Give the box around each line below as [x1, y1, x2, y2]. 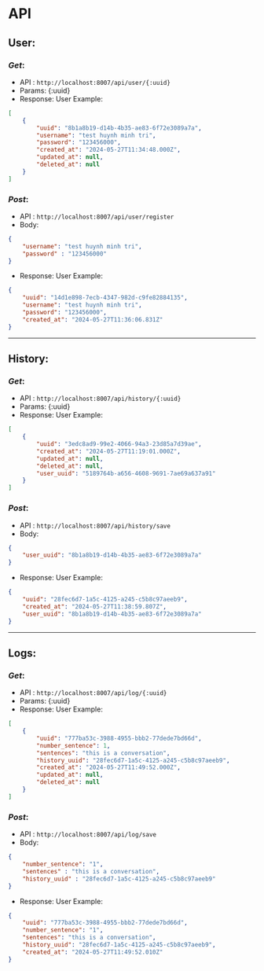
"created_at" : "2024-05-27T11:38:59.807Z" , [22, 602, 167, 610]
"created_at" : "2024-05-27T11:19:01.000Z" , [36, 447, 181, 455]
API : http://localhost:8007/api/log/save [19, 829, 157, 839]
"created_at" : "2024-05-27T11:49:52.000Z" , [36, 763, 181, 771]
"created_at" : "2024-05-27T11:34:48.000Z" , [36, 146, 181, 154]
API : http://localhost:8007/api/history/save [19, 520, 171, 530]
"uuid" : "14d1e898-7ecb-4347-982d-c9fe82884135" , [22, 294, 189, 302]
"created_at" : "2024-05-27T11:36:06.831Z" [22, 315, 163, 323]
